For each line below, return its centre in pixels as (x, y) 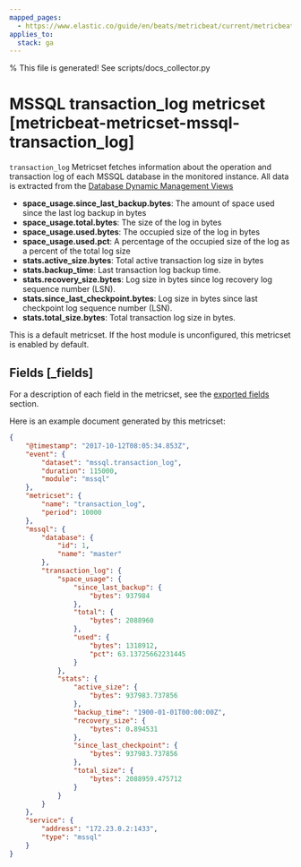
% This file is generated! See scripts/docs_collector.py (110, 68)
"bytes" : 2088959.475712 (135, 779)
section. (24, 403)
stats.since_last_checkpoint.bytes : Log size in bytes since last (140, 299)
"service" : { (50, 820)
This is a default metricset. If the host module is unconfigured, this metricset (150, 335)
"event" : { (46, 454)
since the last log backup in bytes (84, 213)
